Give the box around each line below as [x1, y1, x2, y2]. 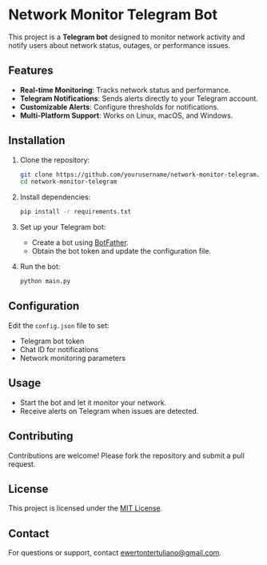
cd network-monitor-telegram [19, 178, 118, 186]
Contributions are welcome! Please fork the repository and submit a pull [8, 451, 245, 460]
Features [8, 64, 54, 78]
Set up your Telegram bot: [19, 222, 106, 232]
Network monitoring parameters [19, 353, 126, 363]
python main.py [19, 278, 71, 286]
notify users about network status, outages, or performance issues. [8, 40, 231, 50]
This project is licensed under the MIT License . [8, 503, 163, 513]
